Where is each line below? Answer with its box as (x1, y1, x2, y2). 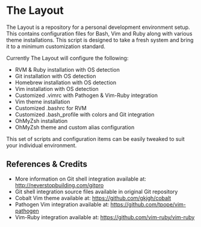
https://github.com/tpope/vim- (110, 201, 187, 208)
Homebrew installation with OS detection (14, 79, 116, 86)
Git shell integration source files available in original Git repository (14, 188, 178, 195)
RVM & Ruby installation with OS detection (14, 66, 120, 73)
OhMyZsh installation (14, 117, 68, 124)
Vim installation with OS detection (14, 85, 99, 92)
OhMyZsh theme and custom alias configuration (14, 123, 135, 131)
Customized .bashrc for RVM (14, 104, 87, 111)
